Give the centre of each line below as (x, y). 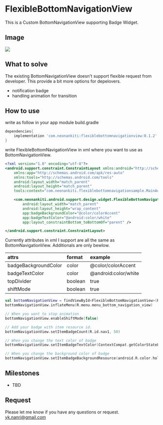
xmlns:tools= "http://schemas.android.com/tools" (64, 177)
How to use (22, 111)
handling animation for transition (44, 96)
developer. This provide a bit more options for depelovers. (63, 81)
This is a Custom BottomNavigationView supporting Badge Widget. (72, 22)
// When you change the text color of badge (51, 341)
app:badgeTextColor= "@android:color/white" (67, 218)
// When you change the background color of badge (57, 354)
